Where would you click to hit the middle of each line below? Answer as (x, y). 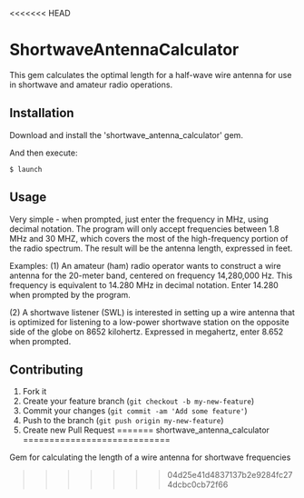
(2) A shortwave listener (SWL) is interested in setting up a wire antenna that (152, 312)
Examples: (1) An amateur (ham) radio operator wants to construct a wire (145, 265)
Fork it (34, 392)
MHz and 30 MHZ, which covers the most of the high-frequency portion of (149, 238)
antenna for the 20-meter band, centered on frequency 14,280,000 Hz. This (151, 275)
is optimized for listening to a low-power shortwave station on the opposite (149, 322)
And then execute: (44, 153)
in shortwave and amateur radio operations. (91, 85)
